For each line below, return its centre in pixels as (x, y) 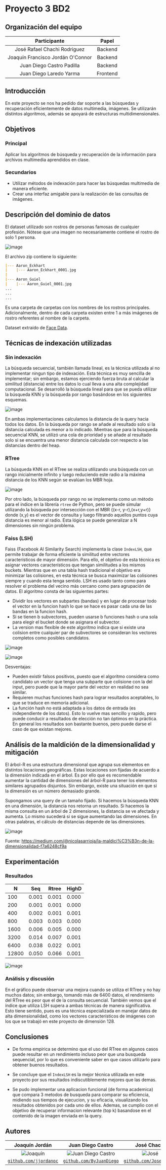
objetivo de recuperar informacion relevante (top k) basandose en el (82, 1110)
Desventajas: (18, 667)
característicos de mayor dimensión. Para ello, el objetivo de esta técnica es (83, 559)
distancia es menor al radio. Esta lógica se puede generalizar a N (71, 520)
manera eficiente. (30, 188)
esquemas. (17, 400)
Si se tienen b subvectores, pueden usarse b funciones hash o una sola (85, 617)
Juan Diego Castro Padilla (50, 65)
